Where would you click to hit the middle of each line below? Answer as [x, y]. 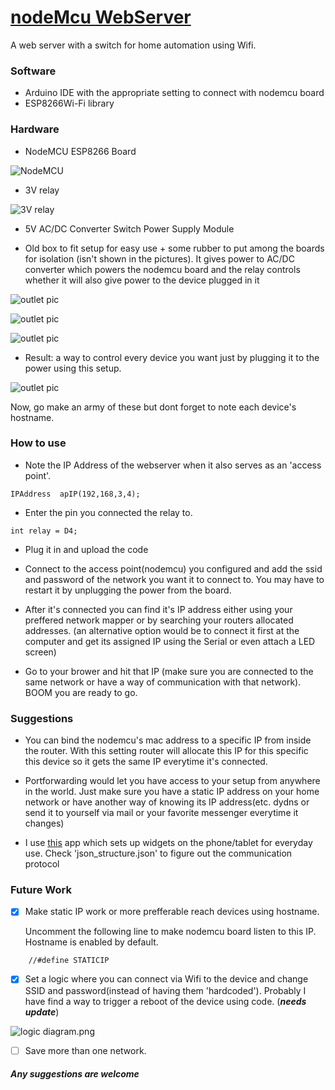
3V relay [42, 190]
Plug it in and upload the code [86, 549]
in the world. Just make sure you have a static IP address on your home [172, 792]
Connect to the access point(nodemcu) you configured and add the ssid [173, 568]
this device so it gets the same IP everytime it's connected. [146, 762]
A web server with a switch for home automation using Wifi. [133, 45]
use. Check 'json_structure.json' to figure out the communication [158, 853]
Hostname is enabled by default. [91, 942]
